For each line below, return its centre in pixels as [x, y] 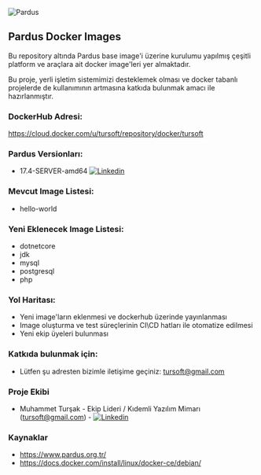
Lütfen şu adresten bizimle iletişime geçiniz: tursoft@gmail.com [122, 371]
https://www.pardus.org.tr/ [63, 455]
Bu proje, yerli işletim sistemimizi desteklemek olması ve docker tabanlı [123, 79]
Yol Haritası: [32, 300]
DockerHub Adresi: [46, 116]
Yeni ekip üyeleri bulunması [64, 333]
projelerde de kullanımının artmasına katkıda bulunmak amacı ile [112, 87]
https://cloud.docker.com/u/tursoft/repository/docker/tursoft [106, 134]
